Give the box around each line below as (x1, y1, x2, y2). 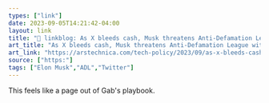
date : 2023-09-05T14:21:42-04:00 (8, 19, 120, 27)
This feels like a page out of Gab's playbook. (8, 85, 155, 95)
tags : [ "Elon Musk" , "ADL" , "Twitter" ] (8, 64, 134, 72)
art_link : (8, 49, 42, 57)
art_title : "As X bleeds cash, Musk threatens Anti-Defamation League (8, 42, 249, 50)
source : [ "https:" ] (8, 57, 74, 65)
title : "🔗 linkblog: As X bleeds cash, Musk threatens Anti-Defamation (8, 34, 252, 42)
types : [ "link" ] (8, 11, 62, 20)
